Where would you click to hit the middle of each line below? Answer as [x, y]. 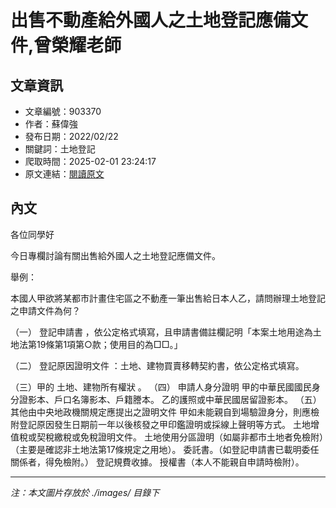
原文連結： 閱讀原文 [64, 174]
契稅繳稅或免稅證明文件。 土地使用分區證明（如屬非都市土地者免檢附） [180, 437]
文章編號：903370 [63, 111]
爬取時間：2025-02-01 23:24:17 [90, 161]
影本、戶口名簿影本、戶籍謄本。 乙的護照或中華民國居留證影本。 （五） [174, 399]
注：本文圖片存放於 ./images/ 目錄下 [85, 492]
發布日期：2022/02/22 [71, 136]
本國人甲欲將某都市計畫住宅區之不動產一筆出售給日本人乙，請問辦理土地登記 [168, 298]
